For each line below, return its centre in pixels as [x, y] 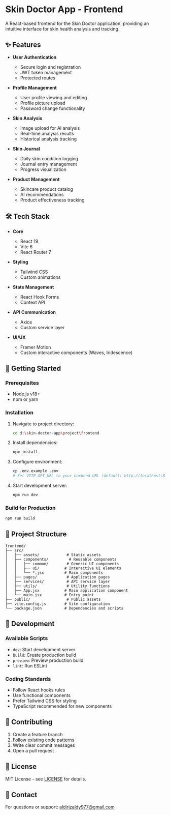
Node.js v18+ [26, 394]
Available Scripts [27, 638]
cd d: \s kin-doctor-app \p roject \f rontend [56, 433]
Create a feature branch [38, 734]
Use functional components [42, 695]
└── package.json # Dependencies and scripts [64, 608]
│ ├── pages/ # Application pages [58, 577]
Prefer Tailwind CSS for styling [45, 701]
